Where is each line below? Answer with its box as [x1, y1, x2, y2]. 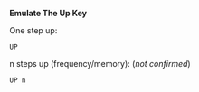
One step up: [9, 25, 58, 35]
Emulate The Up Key [9, 8, 88, 18]
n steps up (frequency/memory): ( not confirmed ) [9, 59, 192, 69]
